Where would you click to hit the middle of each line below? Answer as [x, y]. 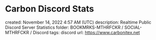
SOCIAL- [133, 27]
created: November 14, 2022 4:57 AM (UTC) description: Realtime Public [78, 22]
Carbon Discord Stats [50, 9]
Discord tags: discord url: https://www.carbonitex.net [86, 32]
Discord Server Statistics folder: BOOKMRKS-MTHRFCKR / [64, 27]
